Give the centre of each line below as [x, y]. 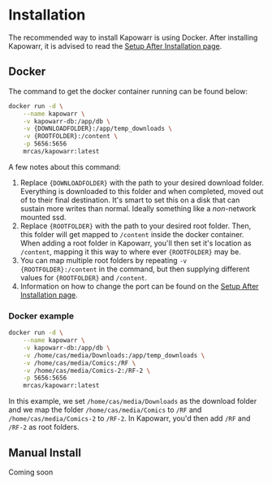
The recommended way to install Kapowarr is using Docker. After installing [133, 37]
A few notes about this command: [65, 167]
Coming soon [31, 472]
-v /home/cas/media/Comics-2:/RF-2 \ [87, 370]
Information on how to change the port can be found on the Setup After [139, 286]
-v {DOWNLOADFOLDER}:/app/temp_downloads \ [98, 129]
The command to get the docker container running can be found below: [128, 91]
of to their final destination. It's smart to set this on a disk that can [130, 200]
